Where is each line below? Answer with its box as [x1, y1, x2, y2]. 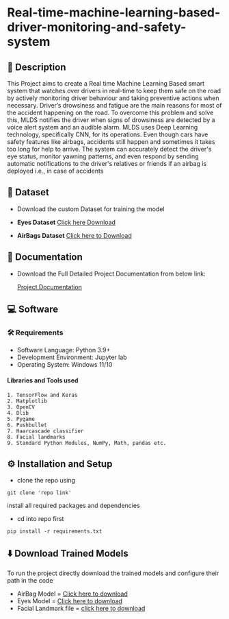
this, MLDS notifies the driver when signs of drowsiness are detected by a [7, 116, 215, 124]
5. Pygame [7, 415, 36, 422]
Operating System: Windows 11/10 [16, 361, 113, 369]
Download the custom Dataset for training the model [16, 204, 165, 213]
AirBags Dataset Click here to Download [16, 231, 132, 239]
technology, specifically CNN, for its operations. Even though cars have [7, 130, 208, 138]
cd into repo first [16, 515, 64, 523]
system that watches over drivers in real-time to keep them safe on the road [7, 87, 221, 95]
